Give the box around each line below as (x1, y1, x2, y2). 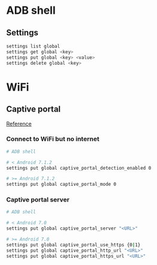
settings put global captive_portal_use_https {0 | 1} (6, 242, 141, 248)
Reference (6, 120, 32, 127)
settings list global (6, 43, 61, 49)
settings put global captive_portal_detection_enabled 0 (6, 165, 152, 171)
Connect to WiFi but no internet (6, 135, 100, 143)
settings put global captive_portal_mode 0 (6, 181, 117, 188)
